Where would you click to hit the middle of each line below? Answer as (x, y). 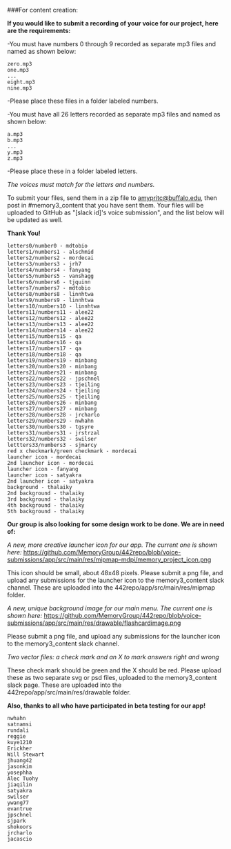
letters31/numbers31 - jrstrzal (53, 433)
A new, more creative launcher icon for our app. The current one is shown (112, 545)
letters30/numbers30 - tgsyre (51, 427)
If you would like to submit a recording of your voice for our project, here (113, 23)
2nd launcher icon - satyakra (51, 481)
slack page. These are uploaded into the (64, 685)
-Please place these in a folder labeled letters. (72, 171)
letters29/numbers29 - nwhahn (51, 421)
